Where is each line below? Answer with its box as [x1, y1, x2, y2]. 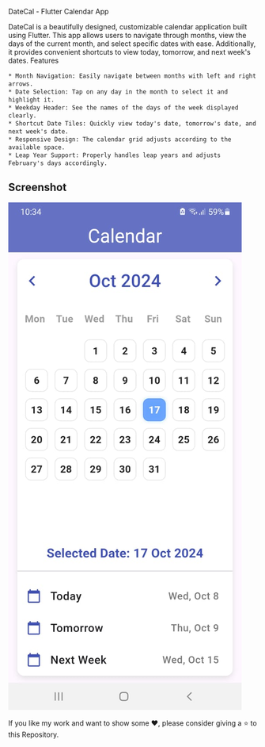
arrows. [8, 80, 34, 88]
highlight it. [8, 96, 55, 104]
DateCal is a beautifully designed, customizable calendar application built [8, 22, 248, 31]
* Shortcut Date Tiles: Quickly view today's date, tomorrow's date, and [8, 120, 257, 128]
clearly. [8, 112, 37, 120]
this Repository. [8, 730, 59, 739]
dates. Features [8, 56, 59, 65]
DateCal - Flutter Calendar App [8, 7, 109, 16]
